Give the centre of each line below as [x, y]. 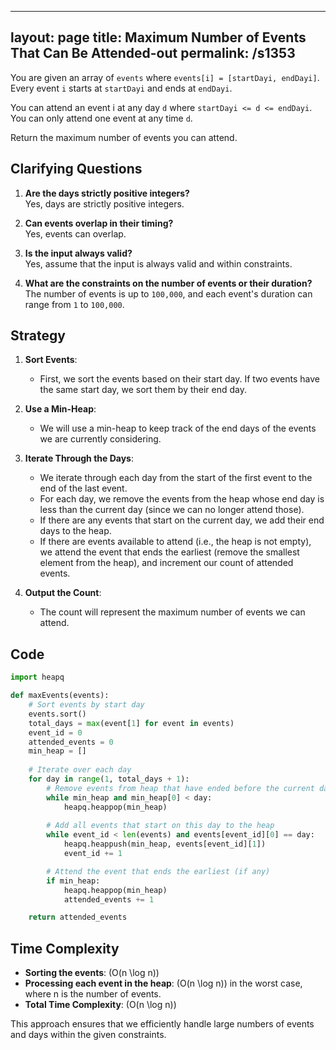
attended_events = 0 [71, 742]
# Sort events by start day [86, 705]
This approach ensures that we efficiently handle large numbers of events [162, 1024]
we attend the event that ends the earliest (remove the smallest [169, 552]
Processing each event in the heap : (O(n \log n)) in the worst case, [163, 983]
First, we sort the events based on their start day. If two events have [179, 379]
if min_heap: [73, 881]
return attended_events [78, 917]
